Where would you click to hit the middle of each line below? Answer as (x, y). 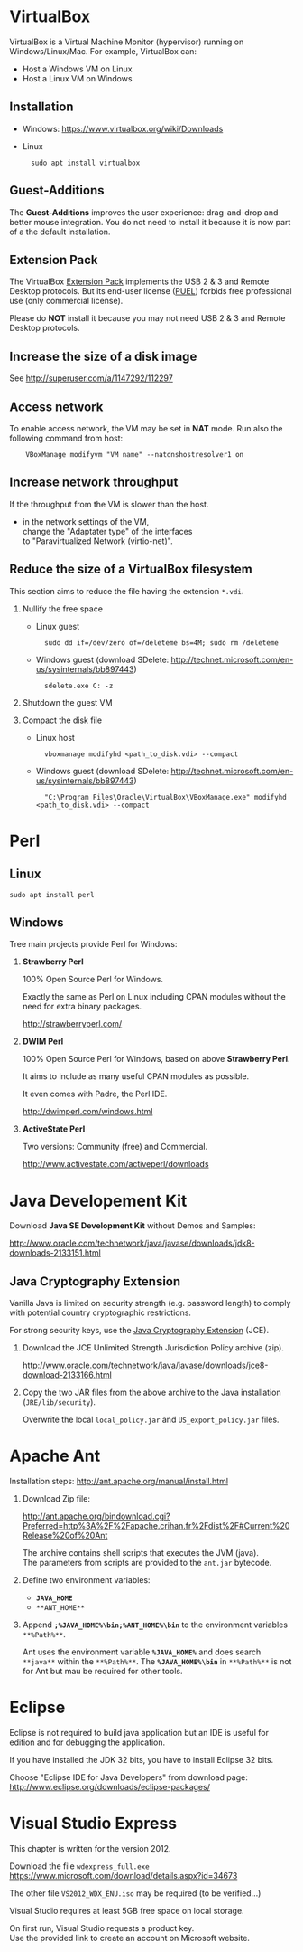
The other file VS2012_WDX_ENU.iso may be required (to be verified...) (135, 1893)
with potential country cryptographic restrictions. (101, 1312)
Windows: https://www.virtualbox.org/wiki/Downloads (123, 128)
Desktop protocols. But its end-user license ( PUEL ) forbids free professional (151, 291)
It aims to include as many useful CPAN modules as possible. (136, 1076)
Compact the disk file (62, 720)
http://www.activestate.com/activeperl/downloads (115, 1164)
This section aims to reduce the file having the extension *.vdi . (127, 591)
